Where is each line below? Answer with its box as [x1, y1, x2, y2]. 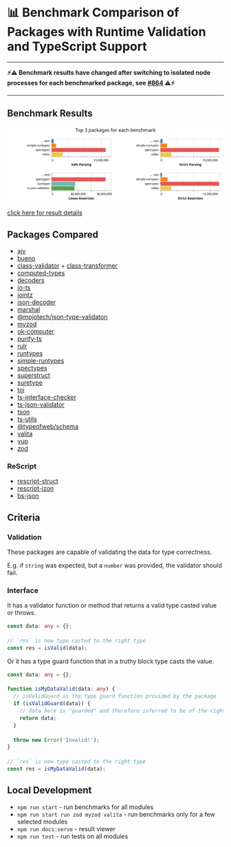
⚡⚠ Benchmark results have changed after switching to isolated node [7, 68, 211, 76]
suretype [16, 378, 43, 387]
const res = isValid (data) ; [7, 644, 88, 652]
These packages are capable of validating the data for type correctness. [7, 548, 212, 556]
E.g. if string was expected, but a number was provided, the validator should [7, 561, 222, 569]
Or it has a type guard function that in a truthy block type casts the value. [7, 657, 214, 665]
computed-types [16, 268, 65, 277]
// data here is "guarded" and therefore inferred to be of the [19, 707, 208, 715]
